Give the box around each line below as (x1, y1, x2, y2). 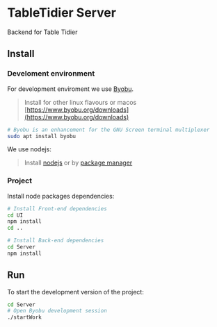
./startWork (7, 314, 42, 321)
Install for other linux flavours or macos (24, 98, 137, 106)
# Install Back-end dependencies (7, 237, 104, 244)
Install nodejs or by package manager (24, 158, 133, 167)
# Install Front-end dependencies (7, 205, 108, 212)
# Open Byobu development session (7, 308, 108, 315)
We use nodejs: (7, 145, 52, 153)
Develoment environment (7, 69, 95, 78)
